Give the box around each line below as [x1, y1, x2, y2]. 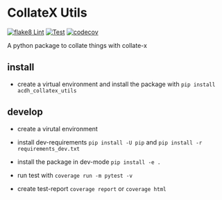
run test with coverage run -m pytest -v [17, 171, 133, 179]
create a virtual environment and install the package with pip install [17, 80, 216, 88]
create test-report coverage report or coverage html [17, 184, 166, 192]
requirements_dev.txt [17, 145, 80, 152]
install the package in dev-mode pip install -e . [17, 158, 161, 166]
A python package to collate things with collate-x [7, 41, 148, 49]
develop [7, 106, 43, 118]
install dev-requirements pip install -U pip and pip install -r [17, 137, 203, 147]
